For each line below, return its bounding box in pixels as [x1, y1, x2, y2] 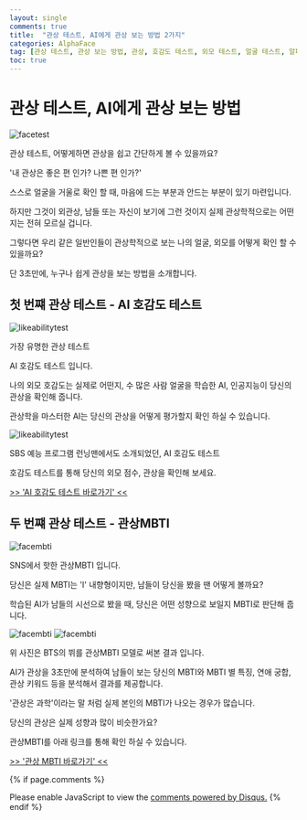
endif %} [9, 801, 43, 812]
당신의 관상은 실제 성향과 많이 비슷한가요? [9, 717, 158, 728]
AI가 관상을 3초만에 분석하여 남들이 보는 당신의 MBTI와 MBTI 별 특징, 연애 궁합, [9, 666, 291, 677]
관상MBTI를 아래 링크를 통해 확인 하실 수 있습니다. [9, 736, 187, 747]
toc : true [9, 56, 48, 65]
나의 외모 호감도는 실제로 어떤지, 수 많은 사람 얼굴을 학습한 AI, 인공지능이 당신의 [9, 379, 292, 390]
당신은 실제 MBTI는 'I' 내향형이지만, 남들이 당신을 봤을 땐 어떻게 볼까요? [9, 579, 264, 590]
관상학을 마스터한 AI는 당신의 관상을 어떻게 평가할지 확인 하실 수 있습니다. [9, 410, 271, 421]
